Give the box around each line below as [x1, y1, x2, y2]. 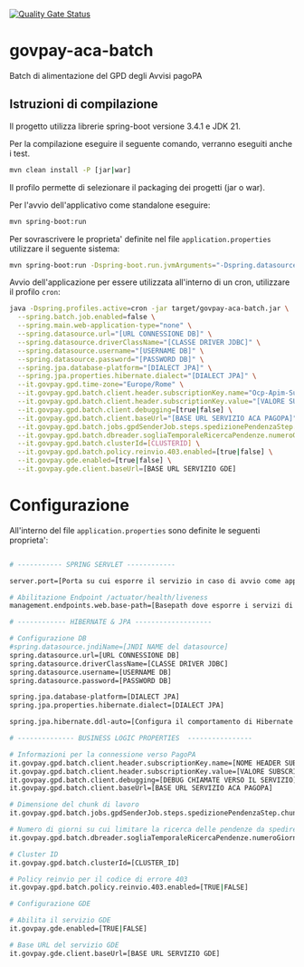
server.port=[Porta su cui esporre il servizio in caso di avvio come [9, 576, 281, 585]
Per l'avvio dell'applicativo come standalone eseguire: [9, 200, 211, 210]
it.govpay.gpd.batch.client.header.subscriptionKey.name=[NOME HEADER [9, 758, 281, 767]
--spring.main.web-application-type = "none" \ [17, 321, 193, 330]
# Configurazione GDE [9, 899, 91, 909]
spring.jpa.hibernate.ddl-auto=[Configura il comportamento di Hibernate [9, 718, 294, 727]
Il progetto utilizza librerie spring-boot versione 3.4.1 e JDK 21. [9, 121, 242, 132]
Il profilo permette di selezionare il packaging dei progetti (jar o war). [9, 181, 265, 192]
